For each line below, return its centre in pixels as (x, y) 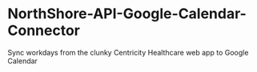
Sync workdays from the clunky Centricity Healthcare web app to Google (128, 52)
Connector (44, 30)
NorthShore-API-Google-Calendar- (127, 14)
